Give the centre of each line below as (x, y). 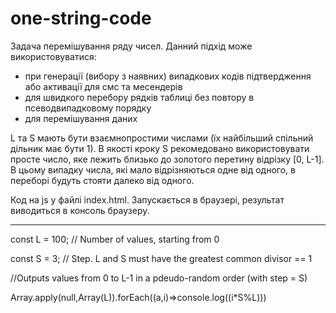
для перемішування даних (81, 118)
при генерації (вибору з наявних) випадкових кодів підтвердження (168, 76)
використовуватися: (53, 56)
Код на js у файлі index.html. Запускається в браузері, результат (147, 199)
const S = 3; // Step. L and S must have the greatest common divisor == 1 (161, 258)
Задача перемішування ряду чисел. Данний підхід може (131, 46)
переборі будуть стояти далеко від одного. (102, 180)
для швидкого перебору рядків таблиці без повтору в (139, 97)
